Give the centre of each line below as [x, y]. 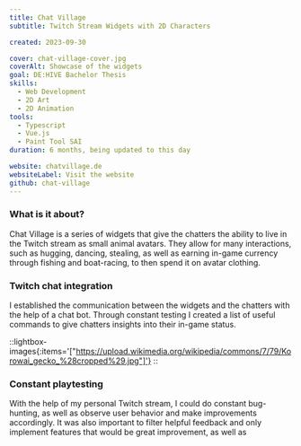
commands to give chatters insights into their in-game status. [123, 325]
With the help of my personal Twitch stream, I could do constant [128, 404]
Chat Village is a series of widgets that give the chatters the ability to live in [148, 233]
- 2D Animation [46, 109]
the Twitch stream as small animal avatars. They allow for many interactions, [150, 243]
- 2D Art [34, 100]
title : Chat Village [48, 17]
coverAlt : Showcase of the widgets [76, 67]
